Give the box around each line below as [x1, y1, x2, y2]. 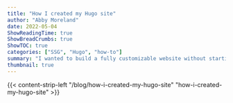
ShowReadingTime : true [7, 29, 73, 37]
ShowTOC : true [7, 42, 49, 49]
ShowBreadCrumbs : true [7, 36, 73, 43]
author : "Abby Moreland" [7, 17, 79, 24]
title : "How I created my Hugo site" [7, 10, 116, 17]
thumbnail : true [7, 62, 54, 68]
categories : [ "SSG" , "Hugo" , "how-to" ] [7, 49, 123, 56]
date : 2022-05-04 [7, 23, 58, 30]
